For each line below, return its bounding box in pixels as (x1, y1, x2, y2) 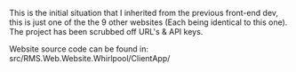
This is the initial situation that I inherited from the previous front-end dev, (9, 8, 278, 18)
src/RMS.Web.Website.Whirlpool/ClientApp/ (9, 53, 171, 63)
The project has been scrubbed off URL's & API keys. (9, 27, 204, 36)
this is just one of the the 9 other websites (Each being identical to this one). (9, 17, 288, 28)
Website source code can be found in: (9, 44, 149, 54)
